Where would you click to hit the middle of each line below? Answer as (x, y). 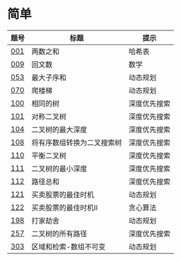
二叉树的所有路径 (60, 233)
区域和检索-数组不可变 (69, 246)
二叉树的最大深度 (60, 129)
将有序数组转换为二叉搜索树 (77, 142)
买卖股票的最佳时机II (65, 208)
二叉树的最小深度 (60, 169)
